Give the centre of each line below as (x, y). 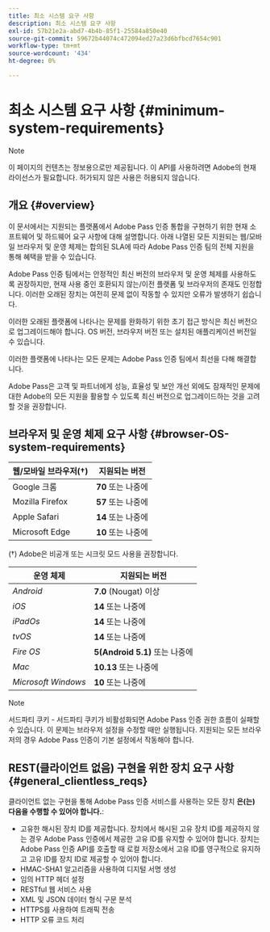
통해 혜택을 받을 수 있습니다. (52, 256)
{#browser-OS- (189, 434)
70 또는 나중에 (122, 487)
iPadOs (26, 622)
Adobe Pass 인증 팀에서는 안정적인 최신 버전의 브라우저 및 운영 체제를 (118, 274)
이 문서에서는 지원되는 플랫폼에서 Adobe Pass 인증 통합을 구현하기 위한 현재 (128, 226)
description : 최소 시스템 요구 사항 (62, 23)
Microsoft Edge (42, 532)
